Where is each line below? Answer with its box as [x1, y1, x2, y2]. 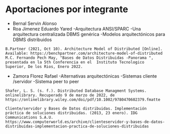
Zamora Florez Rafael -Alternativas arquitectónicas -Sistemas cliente [12, 73, 157, 79]
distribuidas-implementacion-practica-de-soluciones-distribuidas [5, 123, 149, 129]
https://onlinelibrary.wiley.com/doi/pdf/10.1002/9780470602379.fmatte [5, 97, 160, 102]
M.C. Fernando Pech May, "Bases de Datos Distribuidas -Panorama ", [5, 55, 154, 60]
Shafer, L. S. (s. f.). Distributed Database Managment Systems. [5, 88, 147, 93]
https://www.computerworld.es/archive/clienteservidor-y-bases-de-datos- [5, 119, 165, 124]
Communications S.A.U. [5, 115, 53, 120]
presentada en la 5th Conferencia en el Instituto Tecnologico [5, 59, 145, 64]
